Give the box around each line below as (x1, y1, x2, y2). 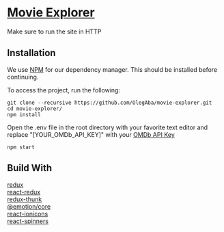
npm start (7, 144, 36, 151)
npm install (7, 111, 41, 118)
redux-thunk (7, 195, 42, 203)
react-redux (7, 188, 41, 196)
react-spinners (7, 217, 49, 225)
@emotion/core (7, 202, 51, 210)
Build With (7, 162, 53, 174)
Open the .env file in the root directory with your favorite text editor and (7, 123, 208, 131)
